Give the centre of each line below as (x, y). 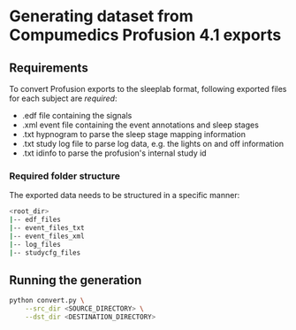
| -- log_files (35, 244)
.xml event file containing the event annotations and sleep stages (140, 125)
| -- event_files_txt (47, 228)
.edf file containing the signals (77, 115)
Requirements (49, 68)
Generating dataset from (102, 16)
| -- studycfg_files (45, 253)
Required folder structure (65, 176)
